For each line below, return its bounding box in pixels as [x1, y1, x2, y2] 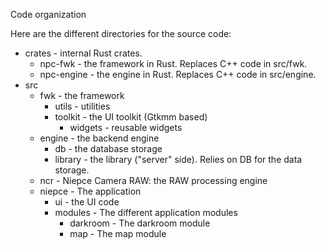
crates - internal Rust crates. [24, 47, 143, 59]
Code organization [10, 9, 87, 20]
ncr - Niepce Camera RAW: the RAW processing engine [39, 175, 268, 186]
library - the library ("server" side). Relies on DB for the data [54, 154, 303, 165]
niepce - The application [39, 185, 142, 197]
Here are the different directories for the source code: [10, 28, 232, 39]
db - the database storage [54, 143, 163, 154]
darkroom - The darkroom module [69, 217, 211, 229]
